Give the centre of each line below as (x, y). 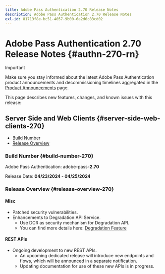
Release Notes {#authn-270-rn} (72, 54)
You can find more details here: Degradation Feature (73, 228)
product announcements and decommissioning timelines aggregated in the (82, 83)
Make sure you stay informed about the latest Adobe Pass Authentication (80, 77)
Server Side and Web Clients (50, 118)
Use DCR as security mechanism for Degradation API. (75, 222)
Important (15, 68)
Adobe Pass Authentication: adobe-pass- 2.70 (52, 167)
